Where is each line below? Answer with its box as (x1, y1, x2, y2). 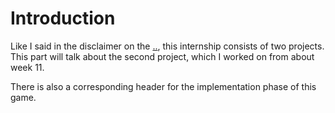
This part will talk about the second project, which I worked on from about (10, 50, 315, 62)
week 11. (10, 61, 45, 73)
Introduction (10, 7, 116, 30)
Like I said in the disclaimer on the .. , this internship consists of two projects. (10, 40, 325, 52)
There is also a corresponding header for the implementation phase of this (10, 80, 317, 92)
